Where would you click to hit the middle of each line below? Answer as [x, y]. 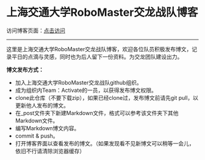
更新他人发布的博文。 [42, 105]
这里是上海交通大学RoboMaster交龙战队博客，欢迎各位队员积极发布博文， [99, 49]
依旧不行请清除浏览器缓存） [50, 151]
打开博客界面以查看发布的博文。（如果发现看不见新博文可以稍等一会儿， [105, 143]
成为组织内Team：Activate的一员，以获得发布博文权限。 [86, 90]
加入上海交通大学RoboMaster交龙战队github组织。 [78, 82]
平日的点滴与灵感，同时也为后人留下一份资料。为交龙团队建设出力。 [97, 57]
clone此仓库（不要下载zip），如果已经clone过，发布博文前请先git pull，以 [107, 97]
